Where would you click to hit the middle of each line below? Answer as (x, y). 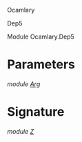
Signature (36, 111)
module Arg (24, 84)
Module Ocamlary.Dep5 (41, 37)
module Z (21, 131)
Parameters (41, 64)
